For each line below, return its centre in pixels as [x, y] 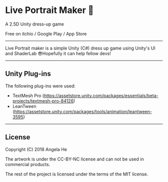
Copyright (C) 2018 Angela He [36, 149]
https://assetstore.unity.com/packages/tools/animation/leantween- [83, 111]
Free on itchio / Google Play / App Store [46, 33]
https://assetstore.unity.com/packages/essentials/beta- [101, 95]
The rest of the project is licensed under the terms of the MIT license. [77, 174]
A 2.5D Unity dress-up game [34, 24]
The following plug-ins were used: [40, 86]
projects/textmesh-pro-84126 [43, 101]
